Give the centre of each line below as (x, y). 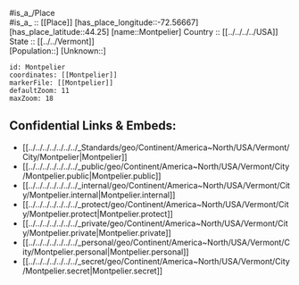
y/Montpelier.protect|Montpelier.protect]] (98, 214)
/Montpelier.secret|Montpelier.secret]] (92, 271)
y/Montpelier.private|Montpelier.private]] (96, 232)
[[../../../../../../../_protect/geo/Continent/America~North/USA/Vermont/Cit (155, 204)
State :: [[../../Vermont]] (52, 41)
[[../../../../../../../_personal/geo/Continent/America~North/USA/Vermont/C (156, 242)
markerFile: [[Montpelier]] (62, 83)
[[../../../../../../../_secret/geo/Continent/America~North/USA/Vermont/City (156, 261)
